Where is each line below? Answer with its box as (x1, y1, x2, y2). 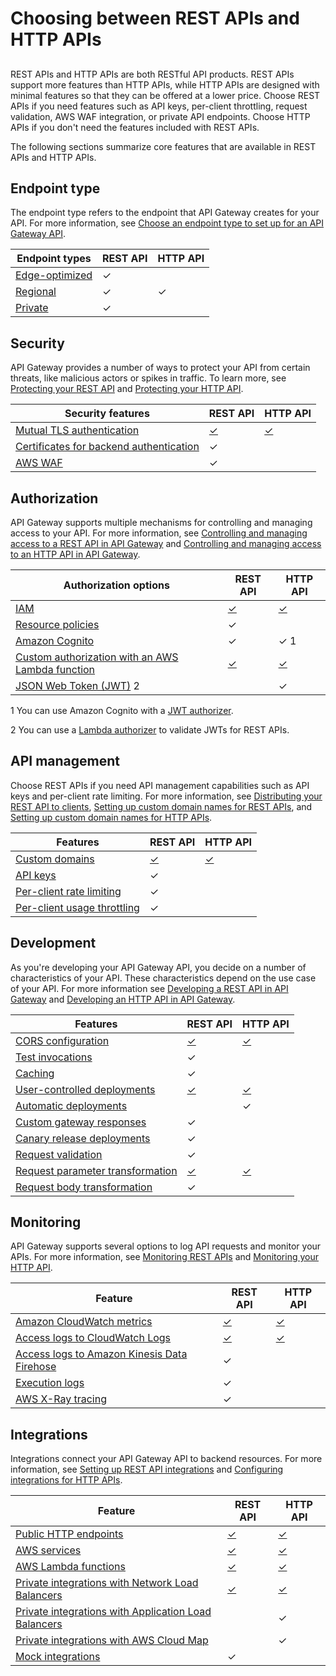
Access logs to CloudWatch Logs (15, 1331, 172, 1345)
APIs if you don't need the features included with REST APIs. (10, 121, 260, 133)
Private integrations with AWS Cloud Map (15, 1633, 209, 1647)
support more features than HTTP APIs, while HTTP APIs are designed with (10, 78, 320, 91)
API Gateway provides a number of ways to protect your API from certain (10, 362, 311, 374)
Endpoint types (16, 252, 92, 266)
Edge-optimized (15, 268, 93, 282)
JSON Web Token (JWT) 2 (15, 679, 140, 693)
